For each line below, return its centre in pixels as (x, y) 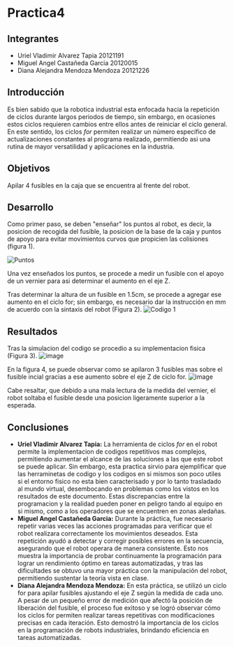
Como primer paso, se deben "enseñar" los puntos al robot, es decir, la (109, 224)
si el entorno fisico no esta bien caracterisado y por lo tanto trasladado (119, 482)
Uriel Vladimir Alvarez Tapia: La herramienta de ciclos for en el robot (117, 444)
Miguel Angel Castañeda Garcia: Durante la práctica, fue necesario (115, 519)
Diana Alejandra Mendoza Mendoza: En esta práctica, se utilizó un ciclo (122, 585)
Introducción (36, 92)
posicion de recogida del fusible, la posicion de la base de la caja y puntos (114, 232)
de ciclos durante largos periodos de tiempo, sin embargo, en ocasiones (111, 116)
